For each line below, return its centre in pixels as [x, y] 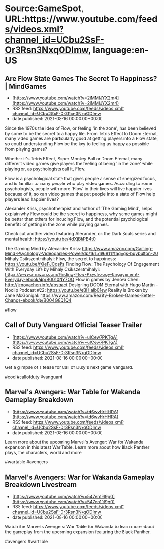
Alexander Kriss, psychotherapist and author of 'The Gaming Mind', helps [79, 209]
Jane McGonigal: [22, 295]
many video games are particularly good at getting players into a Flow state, [82, 138]
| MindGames [26, 86]
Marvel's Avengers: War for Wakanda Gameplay [80, 477]
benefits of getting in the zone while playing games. [57, 224]
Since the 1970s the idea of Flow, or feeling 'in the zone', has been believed [81, 128]
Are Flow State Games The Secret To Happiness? [81, 79]
